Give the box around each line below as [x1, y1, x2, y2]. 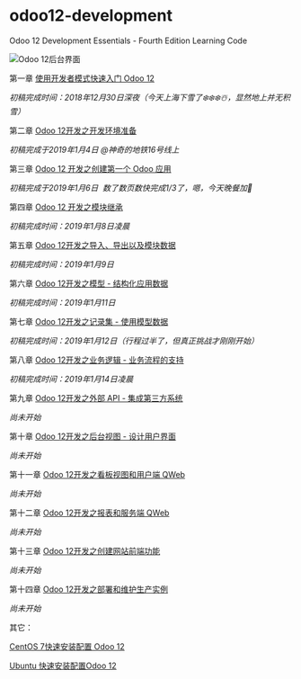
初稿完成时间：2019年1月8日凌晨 [9, 220, 130, 231]
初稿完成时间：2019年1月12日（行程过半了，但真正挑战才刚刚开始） [9, 335, 259, 346]
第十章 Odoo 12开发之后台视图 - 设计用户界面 [9, 431, 177, 442]
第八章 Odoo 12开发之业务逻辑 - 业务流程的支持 [9, 354, 184, 365]
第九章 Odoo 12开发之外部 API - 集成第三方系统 [9, 392, 183, 403]
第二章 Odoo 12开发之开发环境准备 [9, 125, 137, 136]
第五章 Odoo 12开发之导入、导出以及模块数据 [9, 239, 177, 250]
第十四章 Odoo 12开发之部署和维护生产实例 [9, 584, 169, 594]
